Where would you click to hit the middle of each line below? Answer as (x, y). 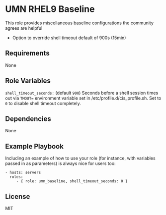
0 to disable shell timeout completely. (43, 103)
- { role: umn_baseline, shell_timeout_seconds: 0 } (72, 181)
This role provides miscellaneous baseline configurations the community (80, 23)
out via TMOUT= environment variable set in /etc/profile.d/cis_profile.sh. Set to (83, 98)
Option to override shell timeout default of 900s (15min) (69, 38)
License (18, 196)
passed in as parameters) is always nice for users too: (60, 163)
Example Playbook (34, 146)
